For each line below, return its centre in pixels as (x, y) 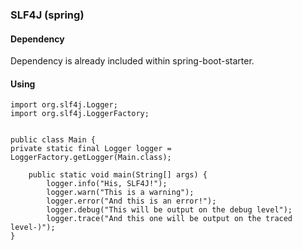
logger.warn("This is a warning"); (120, 193)
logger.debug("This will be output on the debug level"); (169, 210)
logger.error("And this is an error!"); (131, 201)
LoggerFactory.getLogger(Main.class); (91, 158)
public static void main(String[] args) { (118, 175)
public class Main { (53, 140)
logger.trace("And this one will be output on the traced (169, 219)
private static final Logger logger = (91, 149)
